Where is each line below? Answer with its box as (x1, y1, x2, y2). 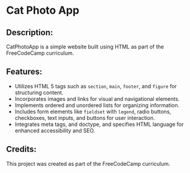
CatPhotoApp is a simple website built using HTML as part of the (6, 43, 164, 50)
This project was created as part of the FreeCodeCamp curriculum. (6, 160, 170, 167)
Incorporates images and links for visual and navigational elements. (14, 95, 180, 102)
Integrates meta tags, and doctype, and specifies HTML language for (14, 121, 184, 128)
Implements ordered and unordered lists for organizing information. (14, 101, 180, 109)
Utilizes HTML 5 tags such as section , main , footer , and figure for (14, 82, 177, 89)
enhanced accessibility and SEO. (14, 126, 96, 134)
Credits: (6, 144, 37, 155)
